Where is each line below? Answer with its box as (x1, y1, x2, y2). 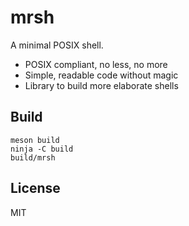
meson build (10, 135, 60, 145)
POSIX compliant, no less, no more (24, 58, 168, 70)
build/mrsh (10, 152, 56, 163)
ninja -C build (10, 144, 74, 154)
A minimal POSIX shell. (10, 39, 104, 51)
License (10, 180, 61, 197)
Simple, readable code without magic (24, 69, 179, 81)
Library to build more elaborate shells (24, 79, 179, 91)
